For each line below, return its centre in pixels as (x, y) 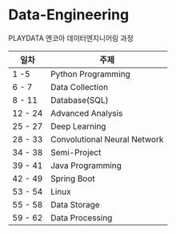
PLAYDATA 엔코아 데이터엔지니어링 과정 (71, 38)
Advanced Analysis (87, 113)
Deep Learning (78, 126)
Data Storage (75, 204)
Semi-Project (76, 152)
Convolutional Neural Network (107, 139)
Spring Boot (73, 179)
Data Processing (82, 217)
